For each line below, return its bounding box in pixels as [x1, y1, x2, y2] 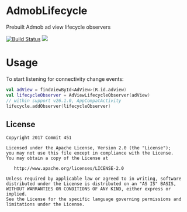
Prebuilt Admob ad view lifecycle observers [6, 23, 111, 30]
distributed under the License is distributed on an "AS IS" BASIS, [6, 181, 176, 187]
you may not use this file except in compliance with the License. [6, 151, 174, 156]
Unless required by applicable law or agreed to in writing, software [6, 176, 182, 182]
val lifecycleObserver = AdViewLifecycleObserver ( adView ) [6, 92, 150, 98]
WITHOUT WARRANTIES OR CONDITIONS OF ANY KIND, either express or [6, 186, 171, 192]
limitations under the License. [6, 201, 85, 207]
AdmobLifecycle [6, 4, 88, 18]
